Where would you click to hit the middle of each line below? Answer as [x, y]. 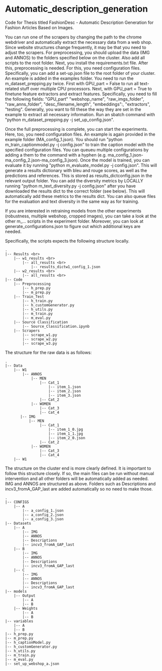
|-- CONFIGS [17, 502]
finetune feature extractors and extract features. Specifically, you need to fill [81, 94]
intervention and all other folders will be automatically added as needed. [77, 478]
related [12, 88]
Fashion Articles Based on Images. [39, 27]
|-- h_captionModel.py [28, 642]
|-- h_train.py [38, 301]
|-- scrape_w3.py [40, 343]
